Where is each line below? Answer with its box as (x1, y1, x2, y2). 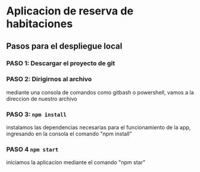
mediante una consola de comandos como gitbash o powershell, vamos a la (6, 88, 194, 96)
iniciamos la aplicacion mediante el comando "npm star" (6, 159, 146, 166)
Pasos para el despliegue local (6, 41, 123, 51)
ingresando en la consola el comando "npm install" (6, 131, 132, 138)
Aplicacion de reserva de (6, 4, 134, 18)
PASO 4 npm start (6, 146, 59, 154)
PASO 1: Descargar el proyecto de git (6, 59, 115, 67)
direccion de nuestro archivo (6, 95, 77, 102)
